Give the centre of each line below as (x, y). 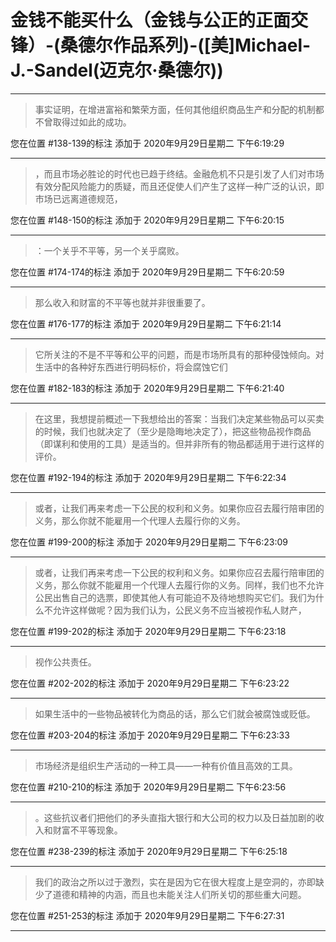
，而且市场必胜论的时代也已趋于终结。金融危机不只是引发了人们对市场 (179, 173)
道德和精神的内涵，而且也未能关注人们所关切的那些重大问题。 (179, 894)
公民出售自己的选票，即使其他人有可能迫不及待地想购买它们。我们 (170, 597)
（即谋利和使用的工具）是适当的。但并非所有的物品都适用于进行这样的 (179, 443)
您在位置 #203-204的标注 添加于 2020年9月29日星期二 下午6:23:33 (150, 735)
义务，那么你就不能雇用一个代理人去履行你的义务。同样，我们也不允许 (179, 585)
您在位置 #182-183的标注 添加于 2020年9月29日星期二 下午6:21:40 (147, 388)
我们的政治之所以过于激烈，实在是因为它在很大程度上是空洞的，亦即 (175, 882)
